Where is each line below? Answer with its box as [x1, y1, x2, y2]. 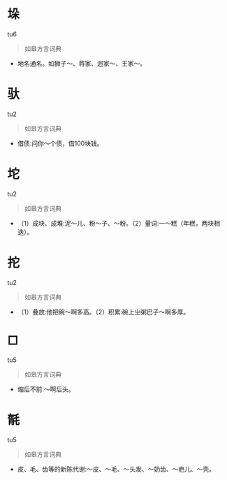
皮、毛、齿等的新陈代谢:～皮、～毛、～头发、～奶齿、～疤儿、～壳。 [17, 465, 215, 473]
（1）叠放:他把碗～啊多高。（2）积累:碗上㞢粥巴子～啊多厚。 [17, 307, 190, 316]
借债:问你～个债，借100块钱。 [17, 139, 103, 147]
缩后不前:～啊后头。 [17, 385, 75, 393]
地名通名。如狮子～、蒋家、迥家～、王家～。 [17, 59, 147, 67]
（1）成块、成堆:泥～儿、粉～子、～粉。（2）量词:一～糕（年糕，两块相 [17, 219, 221, 227]
